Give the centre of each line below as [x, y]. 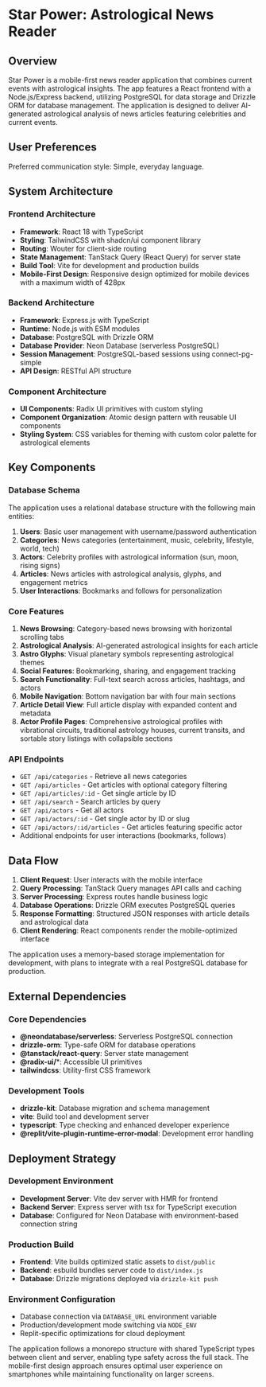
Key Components [52, 468]
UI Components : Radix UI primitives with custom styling [111, 409]
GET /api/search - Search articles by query [90, 802]
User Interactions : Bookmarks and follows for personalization [121, 590]
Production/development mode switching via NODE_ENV [108, 1325]
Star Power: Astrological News [111, 15]
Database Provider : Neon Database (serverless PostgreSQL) [120, 345]
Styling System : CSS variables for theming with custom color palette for [138, 434]
